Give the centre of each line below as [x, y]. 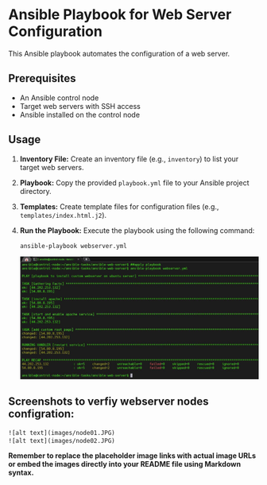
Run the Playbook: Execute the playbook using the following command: [137, 230]
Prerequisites [42, 78]
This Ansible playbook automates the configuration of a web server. [119, 53]
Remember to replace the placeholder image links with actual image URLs [132, 456]
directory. [35, 191]
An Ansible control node [59, 98]
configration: [41, 414]
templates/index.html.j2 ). [63, 215]
